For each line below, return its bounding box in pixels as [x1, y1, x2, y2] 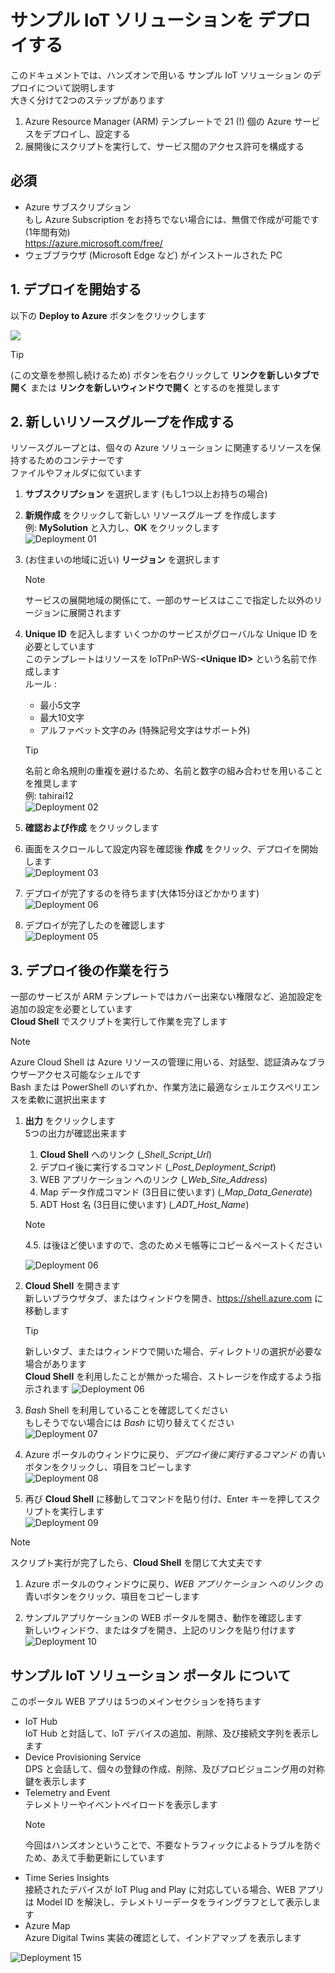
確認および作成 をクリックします [24, 822, 160, 834]
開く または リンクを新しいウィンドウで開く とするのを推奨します [10, 381, 281, 393]
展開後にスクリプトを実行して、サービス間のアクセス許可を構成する [24, 140, 305, 152]
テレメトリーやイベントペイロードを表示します [24, 1799, 218, 1810]
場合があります [24, 1358, 87, 1370]
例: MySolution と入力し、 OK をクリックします [24, 522, 220, 534]
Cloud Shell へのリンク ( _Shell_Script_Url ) [39, 1149, 213, 1161]
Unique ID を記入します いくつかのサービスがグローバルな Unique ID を [24, 628, 319, 640]
